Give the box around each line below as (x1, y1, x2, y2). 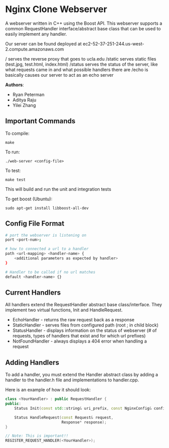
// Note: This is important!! (5, 433, 69, 438)
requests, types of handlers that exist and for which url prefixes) (12, 333, 146, 339)
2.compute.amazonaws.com (5, 46, 64, 52)
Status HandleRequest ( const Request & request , (14, 415, 114, 420)
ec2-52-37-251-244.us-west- (82, 40, 144, 46)
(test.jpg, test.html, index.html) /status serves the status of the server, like (5, 61, 158, 67)
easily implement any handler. (5, 31, 67, 37)
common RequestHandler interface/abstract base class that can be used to (5, 25, 161, 31)
